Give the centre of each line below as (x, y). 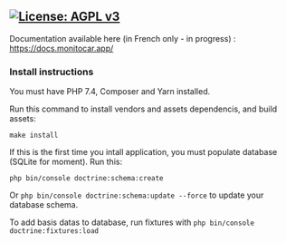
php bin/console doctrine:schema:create (87, 179)
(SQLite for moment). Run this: (66, 162)
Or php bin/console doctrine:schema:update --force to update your (137, 195)
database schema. (44, 205)
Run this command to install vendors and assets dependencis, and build (143, 109)
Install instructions (52, 72)
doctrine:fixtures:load (54, 231)
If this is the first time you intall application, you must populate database (143, 152)
